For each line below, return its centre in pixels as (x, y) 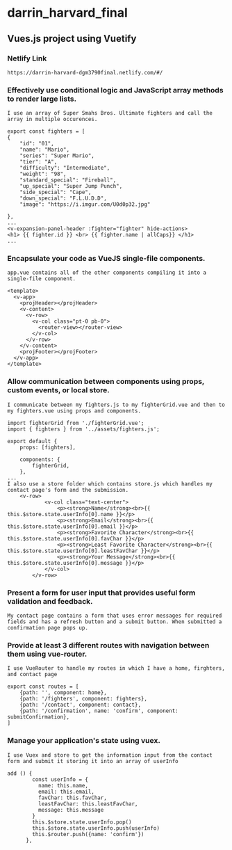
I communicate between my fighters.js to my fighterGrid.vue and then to (116, 405)
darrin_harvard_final (68, 13)
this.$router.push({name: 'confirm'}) (88, 834)
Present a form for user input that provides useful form (101, 593)
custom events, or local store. (58, 390)
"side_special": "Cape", (56, 193)
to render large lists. (42, 99)
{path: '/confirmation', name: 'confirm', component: (99, 711)
